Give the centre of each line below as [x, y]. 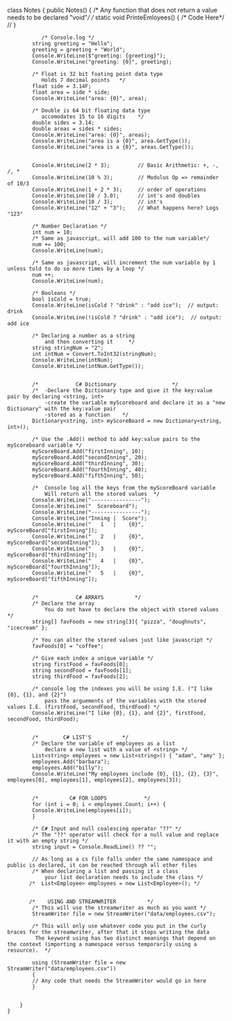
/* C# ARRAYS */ [86, 597]
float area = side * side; [71, 93]
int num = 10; [52, 232]
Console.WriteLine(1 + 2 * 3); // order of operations [119, 190]
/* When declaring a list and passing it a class [105, 871]
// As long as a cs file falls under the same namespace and [123, 859]
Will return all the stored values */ [102, 494]
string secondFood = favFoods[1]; [82, 670]
